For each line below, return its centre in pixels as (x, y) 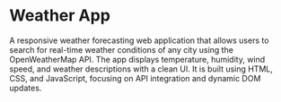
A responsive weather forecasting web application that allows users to (139, 40)
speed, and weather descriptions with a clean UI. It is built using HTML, (141, 69)
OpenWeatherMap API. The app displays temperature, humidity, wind (137, 59)
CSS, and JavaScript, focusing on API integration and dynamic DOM (135, 78)
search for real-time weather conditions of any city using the (121, 49)
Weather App (60, 16)
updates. (26, 88)
